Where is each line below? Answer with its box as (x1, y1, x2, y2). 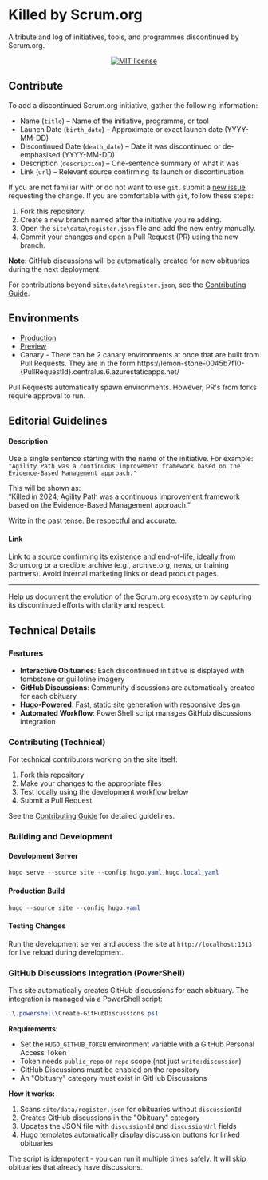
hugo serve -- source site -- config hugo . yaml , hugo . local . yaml (8, 869, 219, 877)
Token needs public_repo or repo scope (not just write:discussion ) (19, 1056, 242, 1066)
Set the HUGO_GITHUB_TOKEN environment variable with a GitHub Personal (19, 1039, 255, 1049)
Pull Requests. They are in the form (19, 358, 136, 368)
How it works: (8, 1089, 56, 1098)
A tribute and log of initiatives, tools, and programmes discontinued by (8, 32, 239, 42)
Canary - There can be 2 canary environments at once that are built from (19, 349, 260, 359)
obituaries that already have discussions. (8, 1162, 144, 1172)
